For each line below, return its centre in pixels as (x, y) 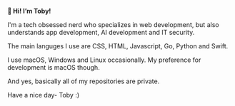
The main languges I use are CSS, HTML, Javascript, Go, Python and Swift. (118, 46)
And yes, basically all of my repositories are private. (84, 81)
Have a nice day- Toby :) (44, 95)
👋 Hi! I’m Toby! (29, 11)
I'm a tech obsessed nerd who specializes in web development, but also (113, 25)
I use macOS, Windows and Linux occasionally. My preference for (104, 60)
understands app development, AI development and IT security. (101, 32)
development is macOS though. (54, 67)
